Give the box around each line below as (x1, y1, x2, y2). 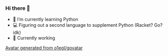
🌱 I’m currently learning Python (12, 16, 78, 23)
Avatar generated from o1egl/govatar (5, 45, 83, 51)
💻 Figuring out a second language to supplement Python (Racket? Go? (12, 22, 163, 28)
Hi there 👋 (5, 5, 31, 12)
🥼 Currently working (12, 35, 55, 41)
